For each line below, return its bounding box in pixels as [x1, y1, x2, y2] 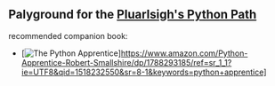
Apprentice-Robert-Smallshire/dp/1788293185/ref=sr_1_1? [20, 57, 232, 67]
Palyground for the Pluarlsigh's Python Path [8, 7, 257, 22]
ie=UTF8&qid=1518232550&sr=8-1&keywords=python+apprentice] [20, 66, 267, 77]
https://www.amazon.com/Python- [120, 48, 248, 59]
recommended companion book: [8, 30, 128, 41]
